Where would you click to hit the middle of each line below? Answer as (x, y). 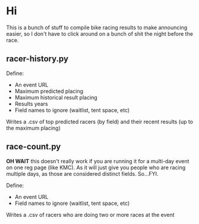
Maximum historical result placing (56, 97)
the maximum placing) (34, 128)
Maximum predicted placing (49, 91)
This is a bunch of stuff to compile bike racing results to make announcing (97, 27)
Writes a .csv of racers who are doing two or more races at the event (90, 214)
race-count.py (34, 147)
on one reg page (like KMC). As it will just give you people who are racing (96, 167)
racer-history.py (37, 59)
